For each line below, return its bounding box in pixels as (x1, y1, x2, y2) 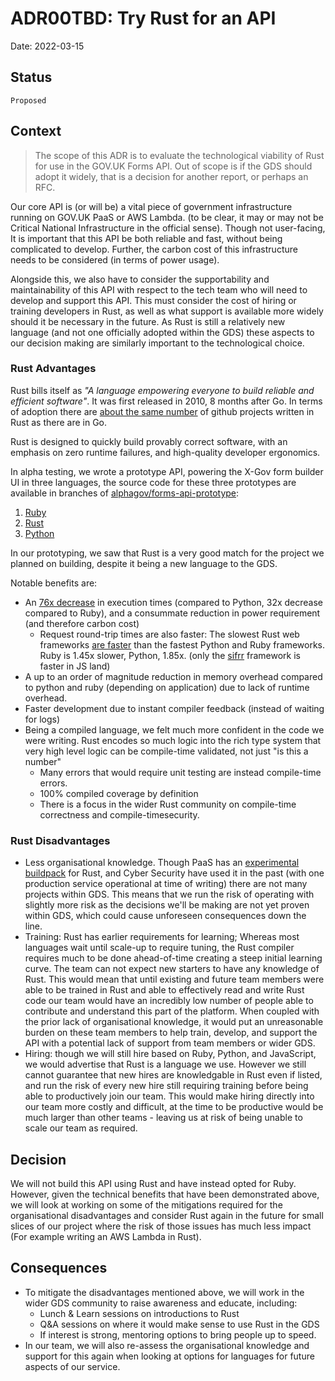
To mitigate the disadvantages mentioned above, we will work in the (24, 1286, 305, 1298)
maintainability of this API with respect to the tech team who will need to (10, 283, 308, 296)
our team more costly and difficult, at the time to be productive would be (24, 1101, 324, 1113)
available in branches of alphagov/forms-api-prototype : (10, 487, 240, 499)
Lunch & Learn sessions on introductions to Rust (39, 1307, 240, 1319)
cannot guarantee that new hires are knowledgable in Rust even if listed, (24, 1069, 323, 1081)
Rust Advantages (10, 362, 97, 376)
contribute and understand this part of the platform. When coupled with (24, 1005, 320, 1017)
